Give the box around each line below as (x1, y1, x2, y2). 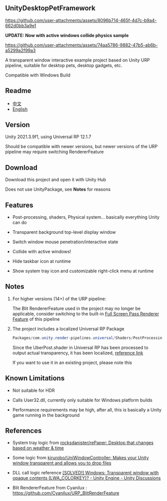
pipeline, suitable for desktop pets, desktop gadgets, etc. (5, 62, 122, 68)
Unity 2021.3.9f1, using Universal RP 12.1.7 (5, 134, 91, 140)
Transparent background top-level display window (12, 229, 116, 235)
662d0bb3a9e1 (5, 23, 36, 29)
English (12, 106, 28, 112)
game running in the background (12, 412, 80, 418)
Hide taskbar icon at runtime (12, 258, 71, 264)
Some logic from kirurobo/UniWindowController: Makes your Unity (12, 455, 149, 461)
